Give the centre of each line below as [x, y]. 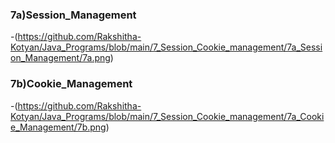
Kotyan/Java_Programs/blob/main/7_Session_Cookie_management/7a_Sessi [166, 47]
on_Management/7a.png [60, 58]
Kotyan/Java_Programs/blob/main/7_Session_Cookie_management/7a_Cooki [167, 116]
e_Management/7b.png [58, 127]
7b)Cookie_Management [71, 84]
